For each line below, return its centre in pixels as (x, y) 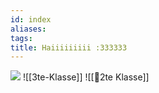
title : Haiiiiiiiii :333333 (69, 47)
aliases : (28, 29)
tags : (21, 38)
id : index (31, 19)
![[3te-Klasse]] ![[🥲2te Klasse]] (86, 77)
